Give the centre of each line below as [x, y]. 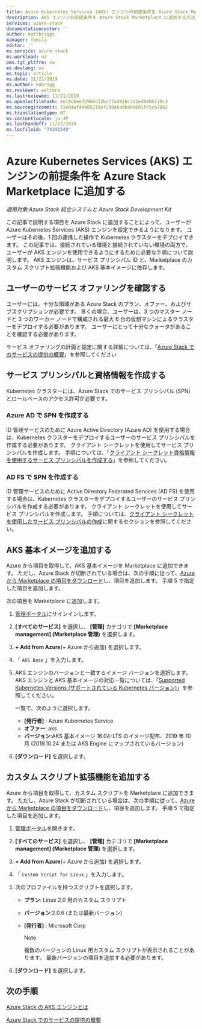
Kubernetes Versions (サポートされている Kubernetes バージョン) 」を [101, 688]
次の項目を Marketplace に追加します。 [55, 601]
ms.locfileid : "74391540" [38, 130]
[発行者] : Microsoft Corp [55, 925]
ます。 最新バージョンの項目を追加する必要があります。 [98, 957]
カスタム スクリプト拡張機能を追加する [78, 777]
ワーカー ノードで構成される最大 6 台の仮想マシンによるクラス [111, 319]
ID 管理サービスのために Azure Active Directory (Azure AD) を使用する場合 [98, 429]
